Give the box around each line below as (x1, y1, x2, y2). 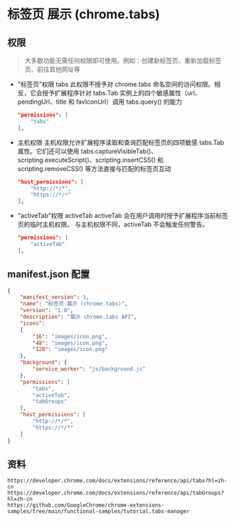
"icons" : (20, 320, 46, 327)
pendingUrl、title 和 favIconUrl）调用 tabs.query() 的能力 (17, 97, 182, 106)
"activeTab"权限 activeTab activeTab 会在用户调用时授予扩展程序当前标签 (17, 212, 229, 220)
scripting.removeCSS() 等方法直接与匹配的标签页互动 (17, 164, 172, 172)
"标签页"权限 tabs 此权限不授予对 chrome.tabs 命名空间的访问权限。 (17, 80, 215, 88)
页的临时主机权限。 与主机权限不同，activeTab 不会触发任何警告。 (17, 220, 209, 228)
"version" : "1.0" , (20, 307, 74, 314)
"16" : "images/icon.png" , (32, 333, 109, 340)
